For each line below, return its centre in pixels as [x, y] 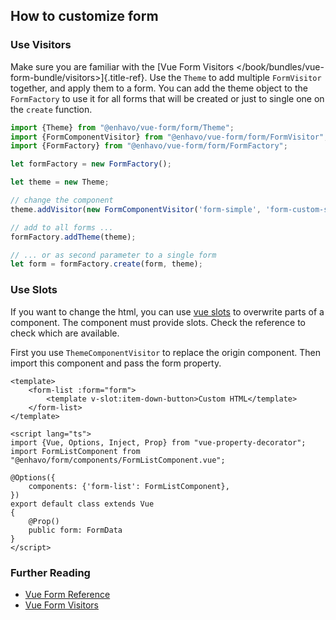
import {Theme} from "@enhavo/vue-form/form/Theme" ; [122, 127]
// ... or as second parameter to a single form [113, 255]
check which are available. [65, 333]
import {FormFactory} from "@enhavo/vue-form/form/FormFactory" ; [149, 146]
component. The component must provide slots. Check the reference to [158, 322]
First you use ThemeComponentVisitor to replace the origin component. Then [165, 352]
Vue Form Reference [67, 594]
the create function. [51, 109]
